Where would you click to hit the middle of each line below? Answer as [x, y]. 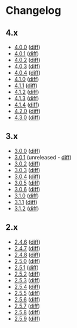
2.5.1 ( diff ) [27, 267]
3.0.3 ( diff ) [27, 170]
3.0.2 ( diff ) [27, 164]
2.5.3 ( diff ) [27, 280]
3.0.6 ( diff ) [27, 189]
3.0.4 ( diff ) [27, 176]
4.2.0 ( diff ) [27, 111]
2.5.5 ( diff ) [27, 293]
